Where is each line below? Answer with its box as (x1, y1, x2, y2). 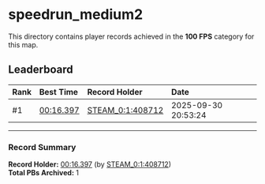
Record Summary (8, 141, 77, 152)
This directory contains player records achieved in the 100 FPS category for (8, 32, 255, 41)
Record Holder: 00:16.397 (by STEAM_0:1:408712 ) (8, 160, 172, 169)
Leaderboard (8, 63, 73, 77)
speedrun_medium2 (8, 6, 144, 24)
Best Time (39, 86, 79, 97)
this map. (8, 39, 39, 49)
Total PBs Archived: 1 (8, 168, 79, 178)
